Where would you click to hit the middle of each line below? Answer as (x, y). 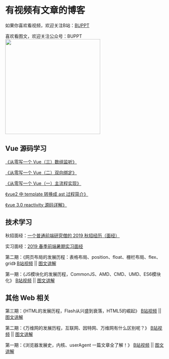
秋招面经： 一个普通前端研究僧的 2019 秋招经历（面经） (62, 235)
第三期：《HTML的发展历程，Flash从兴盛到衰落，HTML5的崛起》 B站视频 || (83, 311)
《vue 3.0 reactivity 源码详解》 (36, 205)
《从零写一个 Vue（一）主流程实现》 (44, 183)
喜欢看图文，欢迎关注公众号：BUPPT (44, 36)
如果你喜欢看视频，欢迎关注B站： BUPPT (47, 25)
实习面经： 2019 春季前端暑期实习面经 (44, 246)
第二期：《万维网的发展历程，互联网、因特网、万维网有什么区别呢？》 (77, 328)
